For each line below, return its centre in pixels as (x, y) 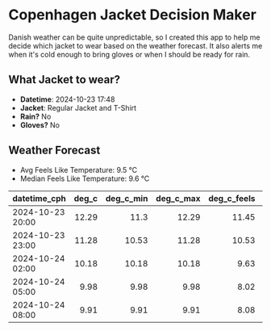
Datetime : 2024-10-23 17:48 (67, 99)
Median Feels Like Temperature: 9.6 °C (85, 178)
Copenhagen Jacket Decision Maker (132, 15)
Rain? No (35, 116)
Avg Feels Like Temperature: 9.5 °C (79, 170)
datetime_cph (40, 198)
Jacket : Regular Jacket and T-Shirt (78, 107)
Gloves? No (40, 125)
